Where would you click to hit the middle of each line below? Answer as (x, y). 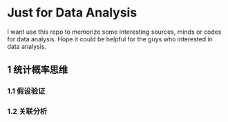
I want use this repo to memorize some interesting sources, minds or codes (114, 32)
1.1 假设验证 (26, 91)
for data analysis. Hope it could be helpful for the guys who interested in (110, 39)
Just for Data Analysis (72, 13)
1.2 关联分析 (27, 112)
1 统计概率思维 (38, 70)
